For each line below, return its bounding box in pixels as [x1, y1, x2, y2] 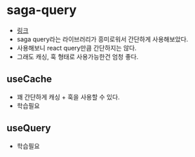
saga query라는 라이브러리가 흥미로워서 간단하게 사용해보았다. [16, 34, 189, 43]
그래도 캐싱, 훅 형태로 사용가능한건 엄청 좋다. [16, 52, 139, 61]
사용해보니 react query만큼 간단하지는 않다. [16, 43, 137, 52]
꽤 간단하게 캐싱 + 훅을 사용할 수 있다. [16, 93, 120, 101]
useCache [6, 73, 53, 86]
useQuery [6, 122, 51, 135]
